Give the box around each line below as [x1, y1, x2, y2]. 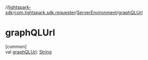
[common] [5, 43, 27, 49]
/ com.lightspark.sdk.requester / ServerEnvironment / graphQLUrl [12, 9, 143, 15]
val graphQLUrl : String [5, 48, 52, 54]
